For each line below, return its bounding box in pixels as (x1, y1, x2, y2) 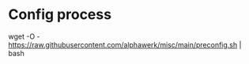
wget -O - (8, 32, 40, 41)
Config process (8, 6, 112, 24)
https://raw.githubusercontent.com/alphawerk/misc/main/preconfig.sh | (8, 40, 242, 49)
